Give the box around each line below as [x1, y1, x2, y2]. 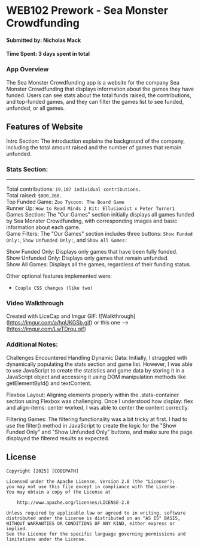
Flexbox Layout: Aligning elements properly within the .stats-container [6, 391, 179, 398]
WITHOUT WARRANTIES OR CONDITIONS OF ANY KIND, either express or [6, 520, 175, 527]
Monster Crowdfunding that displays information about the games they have [6, 85, 194, 92]
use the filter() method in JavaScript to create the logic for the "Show [6, 422, 176, 429]
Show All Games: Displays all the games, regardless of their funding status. [6, 261, 191, 268]
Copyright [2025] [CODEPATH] [6, 468, 79, 474]
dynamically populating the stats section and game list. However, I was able [6, 360, 193, 368]
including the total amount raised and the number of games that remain [6, 144, 182, 151]
